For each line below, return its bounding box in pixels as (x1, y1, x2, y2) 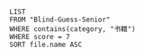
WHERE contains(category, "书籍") (9, 25, 137, 34)
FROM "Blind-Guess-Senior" (9, 15, 111, 24)
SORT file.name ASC (9, 40, 83, 49)
